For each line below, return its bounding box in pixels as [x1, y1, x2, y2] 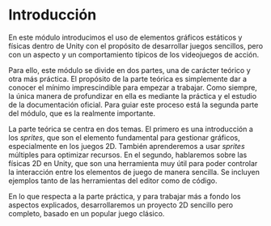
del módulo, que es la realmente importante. [8, 108, 156, 118]
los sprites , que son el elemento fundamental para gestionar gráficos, [8, 132, 240, 143]
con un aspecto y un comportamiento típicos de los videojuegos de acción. [8, 49, 260, 59]
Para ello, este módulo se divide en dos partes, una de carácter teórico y [8, 65, 251, 75]
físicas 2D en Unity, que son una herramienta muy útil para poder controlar [8, 158, 258, 168]
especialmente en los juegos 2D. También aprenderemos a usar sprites [8, 141, 245, 151]
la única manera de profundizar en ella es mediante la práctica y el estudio [8, 91, 257, 100]
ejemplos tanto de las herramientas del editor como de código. [8, 176, 218, 185]
